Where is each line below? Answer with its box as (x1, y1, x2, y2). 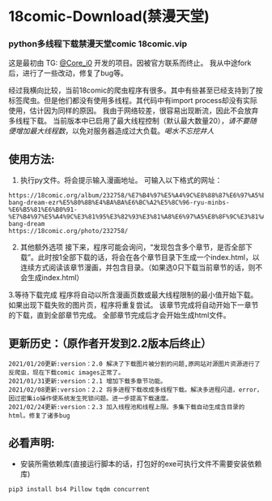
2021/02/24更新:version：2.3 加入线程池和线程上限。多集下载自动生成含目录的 (8, 404, 245, 412)
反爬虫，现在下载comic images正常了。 (8, 369, 125, 377)
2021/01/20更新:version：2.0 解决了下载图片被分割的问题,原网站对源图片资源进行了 (8, 360, 261, 369)
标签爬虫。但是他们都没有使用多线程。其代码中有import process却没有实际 (8, 96, 257, 106)
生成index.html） (27, 273, 84, 283)
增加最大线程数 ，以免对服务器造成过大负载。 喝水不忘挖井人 (15, 126, 215, 136)
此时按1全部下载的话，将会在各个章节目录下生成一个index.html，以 (37, 253, 260, 262)
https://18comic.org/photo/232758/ (8, 227, 129, 235)
